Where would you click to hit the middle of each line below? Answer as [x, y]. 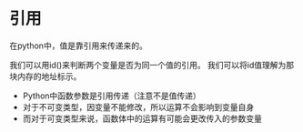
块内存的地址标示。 [45, 76]
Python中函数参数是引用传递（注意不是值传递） [112, 96]
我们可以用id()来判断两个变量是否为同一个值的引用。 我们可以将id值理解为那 [152, 65]
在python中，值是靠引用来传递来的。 [78, 46]
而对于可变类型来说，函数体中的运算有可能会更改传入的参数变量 [142, 118]
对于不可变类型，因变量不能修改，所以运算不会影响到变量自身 [138, 107]
